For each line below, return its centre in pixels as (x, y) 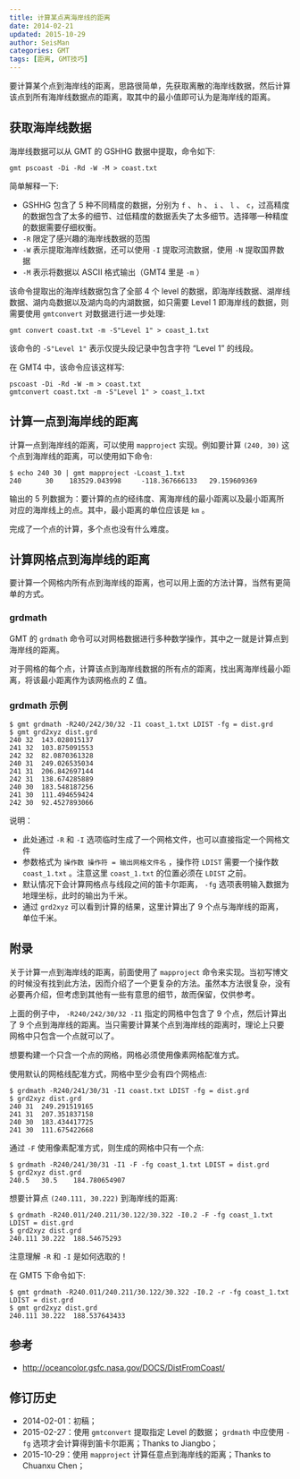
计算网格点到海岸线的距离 (79, 560)
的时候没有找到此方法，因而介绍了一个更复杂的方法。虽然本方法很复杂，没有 (150, 983)
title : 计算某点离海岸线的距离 (60, 17)
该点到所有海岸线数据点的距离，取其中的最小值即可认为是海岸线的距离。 (142, 97)
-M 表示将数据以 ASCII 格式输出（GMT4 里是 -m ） (113, 272)
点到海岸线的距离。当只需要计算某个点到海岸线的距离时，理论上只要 (159, 1024)
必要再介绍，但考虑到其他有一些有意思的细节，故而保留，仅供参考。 (134, 994)
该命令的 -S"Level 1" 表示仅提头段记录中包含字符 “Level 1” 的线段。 (134, 348)
